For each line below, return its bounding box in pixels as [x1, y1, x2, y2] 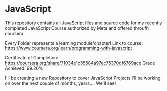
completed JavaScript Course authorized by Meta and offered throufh [5, 25, 149, 31]
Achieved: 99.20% [5, 65, 43, 71]
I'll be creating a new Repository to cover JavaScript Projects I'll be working [5, 75, 161, 81]
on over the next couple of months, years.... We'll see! [5, 80, 116, 86]
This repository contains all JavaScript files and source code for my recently [5, 20, 162, 26]
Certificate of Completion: [5, 54, 59, 60]
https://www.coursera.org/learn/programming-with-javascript [5, 45, 132, 51]
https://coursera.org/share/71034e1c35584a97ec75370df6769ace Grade [5, 60, 156, 66]
